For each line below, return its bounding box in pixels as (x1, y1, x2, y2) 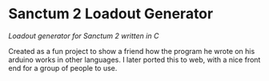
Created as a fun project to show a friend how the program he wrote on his (8, 46, 255, 56)
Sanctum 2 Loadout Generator (8, 5, 214, 23)
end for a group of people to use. (8, 63, 118, 72)
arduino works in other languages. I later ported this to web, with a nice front (8, 55, 261, 64)
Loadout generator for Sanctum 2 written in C (8, 31, 159, 40)
